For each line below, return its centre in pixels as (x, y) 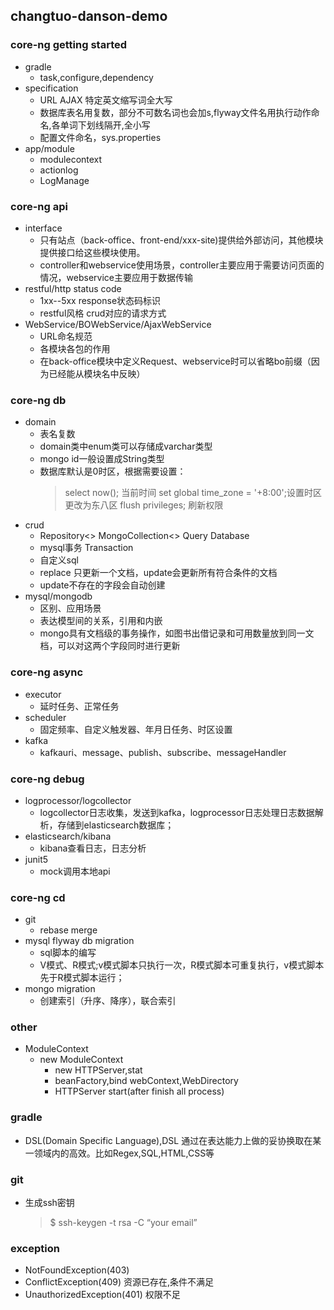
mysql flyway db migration (79, 941)
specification (51, 88)
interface (43, 228)
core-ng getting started (69, 45)
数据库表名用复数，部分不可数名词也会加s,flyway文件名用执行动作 (175, 112)
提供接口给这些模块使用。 (92, 252)
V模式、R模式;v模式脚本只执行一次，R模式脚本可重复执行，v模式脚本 (182, 965)
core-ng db (38, 400)
